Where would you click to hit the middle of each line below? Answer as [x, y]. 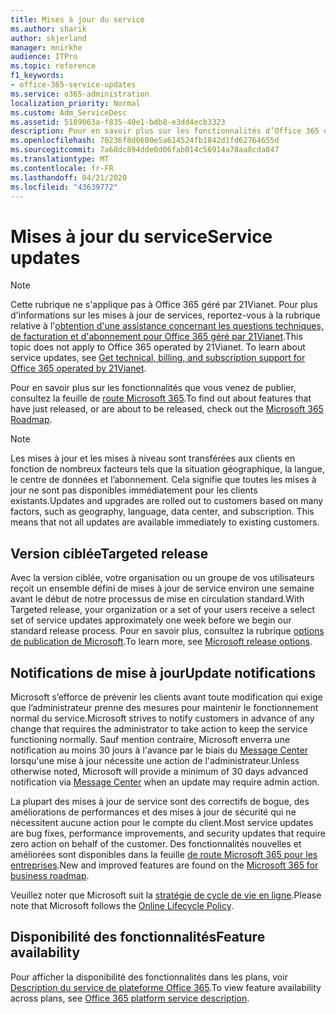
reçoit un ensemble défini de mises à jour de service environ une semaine [162, 588]
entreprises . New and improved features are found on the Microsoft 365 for [164, 865]
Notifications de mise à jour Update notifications [163, 672]
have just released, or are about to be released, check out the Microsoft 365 [167, 409]
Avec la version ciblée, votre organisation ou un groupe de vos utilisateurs [162, 578]
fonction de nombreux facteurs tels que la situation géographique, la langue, [167, 469]
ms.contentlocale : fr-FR [62, 168]
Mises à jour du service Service [141, 236]
